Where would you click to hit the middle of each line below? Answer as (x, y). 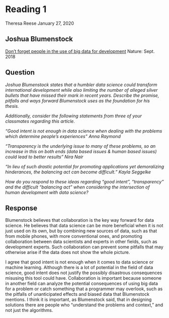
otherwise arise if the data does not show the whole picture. (68, 252)
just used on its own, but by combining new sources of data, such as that (81, 231)
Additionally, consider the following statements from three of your (74, 116)
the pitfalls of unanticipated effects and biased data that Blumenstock (77, 294)
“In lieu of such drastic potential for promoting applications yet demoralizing (85, 166)
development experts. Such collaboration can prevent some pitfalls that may (84, 247)
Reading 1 (26, 9)
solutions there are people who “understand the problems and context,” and (84, 305)
